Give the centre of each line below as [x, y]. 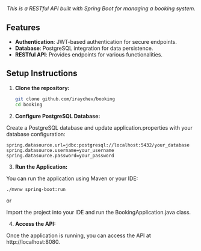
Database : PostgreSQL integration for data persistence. [84, 48]
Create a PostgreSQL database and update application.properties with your [99, 127]
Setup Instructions [42, 74]
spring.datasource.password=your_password [60, 156]
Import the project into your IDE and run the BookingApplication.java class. [99, 212]
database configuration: [36, 134]
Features [23, 27]
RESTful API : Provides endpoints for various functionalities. [88, 55]
